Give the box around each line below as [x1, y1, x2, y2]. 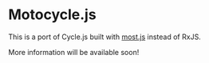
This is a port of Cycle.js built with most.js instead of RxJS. [8, 32, 201, 41]
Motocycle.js [8, 6, 97, 24]
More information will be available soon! [8, 47, 140, 57]
